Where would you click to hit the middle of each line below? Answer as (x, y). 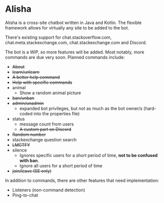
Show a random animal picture (50, 93)
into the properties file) (57, 113)
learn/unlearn (26, 72)
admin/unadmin (28, 103)
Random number (29, 134)
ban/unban (23, 98)
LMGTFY (21, 145)
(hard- (150, 108)
